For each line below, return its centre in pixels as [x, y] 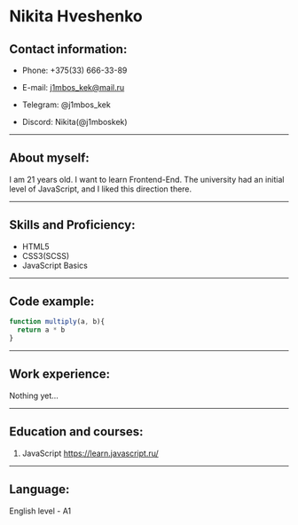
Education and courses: [76, 432]
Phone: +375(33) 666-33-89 [74, 70]
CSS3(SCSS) [46, 255]
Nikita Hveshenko [76, 16]
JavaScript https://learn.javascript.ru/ [90, 453]
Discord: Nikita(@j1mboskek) [74, 122]
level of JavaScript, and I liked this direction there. [101, 189]
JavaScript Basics [55, 265]
